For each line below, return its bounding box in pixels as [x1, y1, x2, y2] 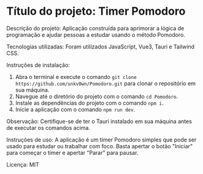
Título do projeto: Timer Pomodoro [6, 4, 186, 18]
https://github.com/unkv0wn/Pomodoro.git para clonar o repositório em [15, 80, 196, 87]
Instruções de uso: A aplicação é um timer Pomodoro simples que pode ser [6, 136, 197, 143]
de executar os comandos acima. [6, 124, 91, 131]
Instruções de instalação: [6, 61, 71, 69]
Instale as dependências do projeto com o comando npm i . [15, 99, 164, 107]
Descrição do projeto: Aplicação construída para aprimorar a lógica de [6, 25, 185, 32]
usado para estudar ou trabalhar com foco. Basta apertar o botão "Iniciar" [6, 142, 193, 149]
